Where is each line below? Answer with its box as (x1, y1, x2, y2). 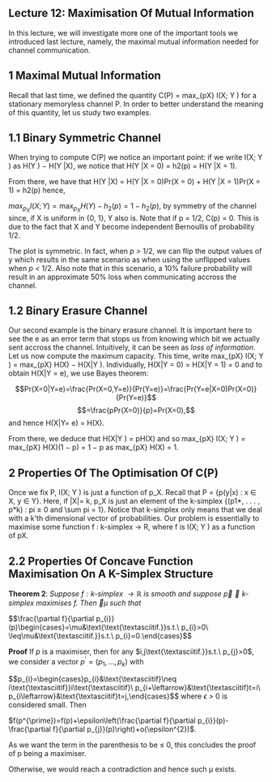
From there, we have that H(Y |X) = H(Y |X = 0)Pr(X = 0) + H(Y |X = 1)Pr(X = (8, 177, 261, 187)
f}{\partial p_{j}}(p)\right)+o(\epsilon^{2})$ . (52, 724, 197, 734)
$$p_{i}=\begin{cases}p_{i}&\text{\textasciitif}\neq (8, 674, 177, 684)
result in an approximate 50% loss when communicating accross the (8, 272, 237, 281)
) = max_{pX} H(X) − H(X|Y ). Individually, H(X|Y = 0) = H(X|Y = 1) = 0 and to (8, 360, 263, 370)
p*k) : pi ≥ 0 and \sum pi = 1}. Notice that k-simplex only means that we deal (8, 505, 263, 514)
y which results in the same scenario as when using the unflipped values (8, 255, 251, 264)
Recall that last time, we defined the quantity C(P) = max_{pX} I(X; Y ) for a (8, 90, 257, 100)
